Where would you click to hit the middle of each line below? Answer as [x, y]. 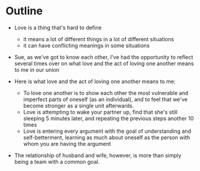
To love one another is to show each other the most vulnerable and [106, 93]
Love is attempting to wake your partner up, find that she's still [100, 112]
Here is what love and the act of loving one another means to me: [95, 81]
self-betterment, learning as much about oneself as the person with [107, 137]
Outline [24, 11]
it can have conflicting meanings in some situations [87, 45]
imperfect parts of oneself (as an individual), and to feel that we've [105, 99]
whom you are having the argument [67, 143]
